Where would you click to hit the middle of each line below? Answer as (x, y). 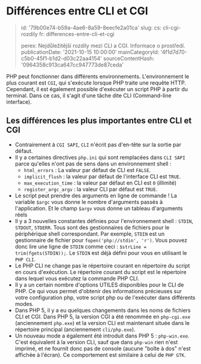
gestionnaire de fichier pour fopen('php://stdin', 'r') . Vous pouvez (101, 240)
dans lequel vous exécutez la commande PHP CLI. (77, 278)
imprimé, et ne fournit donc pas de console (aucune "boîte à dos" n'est (103, 348)
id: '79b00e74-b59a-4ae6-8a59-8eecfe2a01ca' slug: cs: (91, 28)
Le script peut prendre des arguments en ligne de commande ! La (96, 195)
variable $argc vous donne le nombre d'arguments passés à (89, 201)
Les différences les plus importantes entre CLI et (99, 121)
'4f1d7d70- (174, 52)
